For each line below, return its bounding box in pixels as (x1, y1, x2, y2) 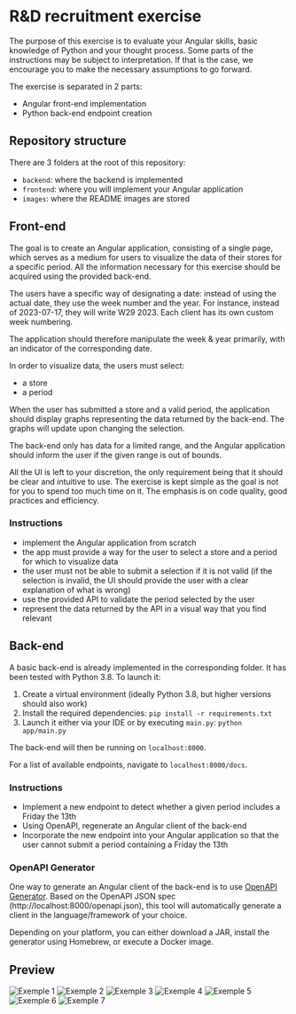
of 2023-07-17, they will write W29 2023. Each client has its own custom (9, 306, 274, 317)
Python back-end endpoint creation (21, 107, 152, 118)
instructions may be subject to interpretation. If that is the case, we (9, 54, 253, 65)
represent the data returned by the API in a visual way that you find (21, 603, 268, 614)
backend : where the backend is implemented (21, 174, 183, 185)
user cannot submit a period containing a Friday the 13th (21, 839, 229, 850)
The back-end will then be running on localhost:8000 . (9, 741, 206, 752)
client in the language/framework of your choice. (9, 910, 188, 921)
